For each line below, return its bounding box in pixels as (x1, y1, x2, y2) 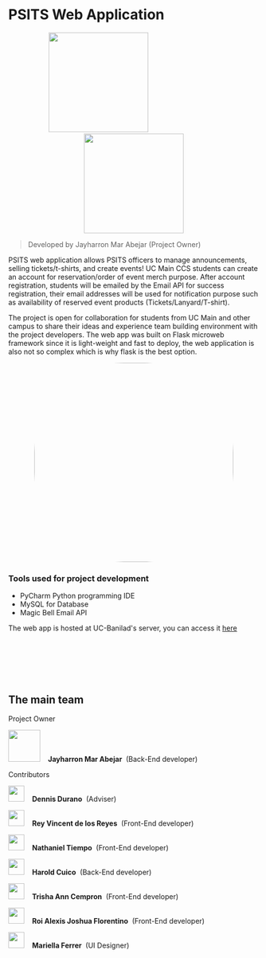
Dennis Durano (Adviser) (31, 795, 117, 804)
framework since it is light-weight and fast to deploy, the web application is (8, 338, 255, 347)
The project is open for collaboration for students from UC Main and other (8, 312, 251, 322)
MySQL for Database (19, 599, 89, 609)
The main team (8, 693, 84, 706)
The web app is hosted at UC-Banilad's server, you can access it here (8, 623, 237, 633)
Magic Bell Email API (19, 608, 88, 618)
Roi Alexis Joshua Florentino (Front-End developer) (31, 917, 205, 926)
